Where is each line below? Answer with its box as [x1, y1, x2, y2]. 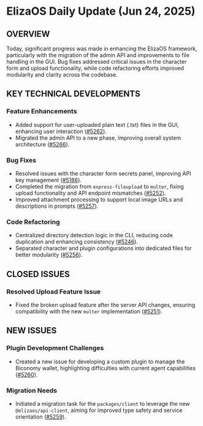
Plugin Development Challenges [6, 344, 104, 352]
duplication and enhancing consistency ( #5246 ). [15, 238, 138, 246]
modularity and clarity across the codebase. [6, 71, 118, 78]
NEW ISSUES [6, 325, 57, 336]
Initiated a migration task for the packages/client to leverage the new [15, 400, 190, 407]
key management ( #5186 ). [15, 176, 82, 183]
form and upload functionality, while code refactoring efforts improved [6, 64, 184, 72]
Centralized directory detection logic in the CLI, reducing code [15, 232, 173, 239]
